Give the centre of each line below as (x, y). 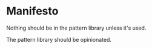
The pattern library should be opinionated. (59, 39)
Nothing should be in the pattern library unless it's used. (76, 28)
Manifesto (32, 11)
